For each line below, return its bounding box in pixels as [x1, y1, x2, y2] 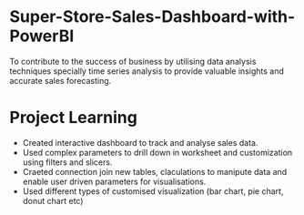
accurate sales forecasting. [9, 75, 112, 86]
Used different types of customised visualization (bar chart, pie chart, [22, 185, 284, 197]
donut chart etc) [22, 195, 84, 206]
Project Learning [9, 107, 138, 128]
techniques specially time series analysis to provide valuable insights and [9, 66, 284, 77]
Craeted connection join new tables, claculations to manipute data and [22, 166, 288, 177]
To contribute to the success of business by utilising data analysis [9, 56, 257, 67]
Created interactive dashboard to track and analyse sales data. [22, 137, 258, 148]
